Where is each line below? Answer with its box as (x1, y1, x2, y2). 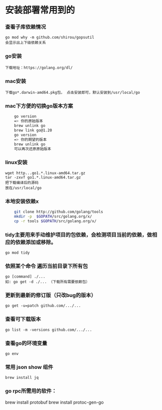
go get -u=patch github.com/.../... (5, 303, 81, 308)
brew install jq (5, 375, 39, 380)
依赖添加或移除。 (15, 238, 56, 245)
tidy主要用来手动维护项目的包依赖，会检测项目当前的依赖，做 (5, 231, 153, 238)
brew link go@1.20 (14, 128, 52, 133)
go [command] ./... (5, 274, 46, 279)
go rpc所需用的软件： (5, 388, 57, 395)
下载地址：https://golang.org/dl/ (5, 65, 73, 70)
